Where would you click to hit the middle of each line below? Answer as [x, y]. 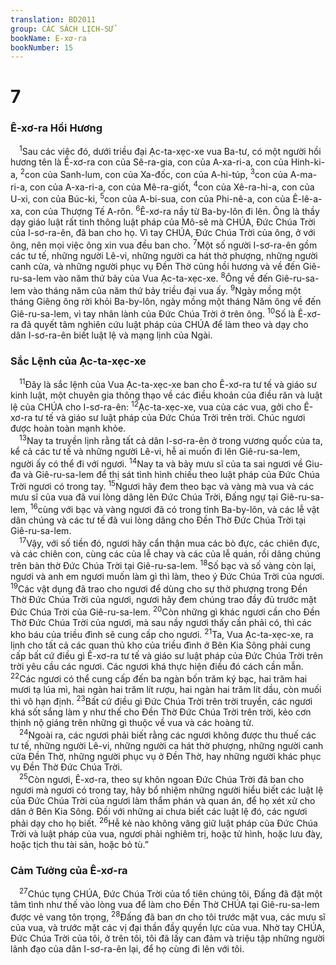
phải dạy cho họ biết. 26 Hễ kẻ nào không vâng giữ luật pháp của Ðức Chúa [164, 823]
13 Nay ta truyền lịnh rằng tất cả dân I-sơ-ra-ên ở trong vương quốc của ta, [171, 439]
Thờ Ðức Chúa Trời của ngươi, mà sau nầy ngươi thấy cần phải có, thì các [161, 622]
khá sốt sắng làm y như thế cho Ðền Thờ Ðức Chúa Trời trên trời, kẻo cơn [161, 712]
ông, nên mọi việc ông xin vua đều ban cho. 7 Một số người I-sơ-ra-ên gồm [164, 244]
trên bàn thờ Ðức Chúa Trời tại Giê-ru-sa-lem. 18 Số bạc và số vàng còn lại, [163, 565]
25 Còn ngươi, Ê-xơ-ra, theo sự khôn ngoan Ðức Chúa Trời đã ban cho [162, 778]
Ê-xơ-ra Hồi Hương [56, 128]
